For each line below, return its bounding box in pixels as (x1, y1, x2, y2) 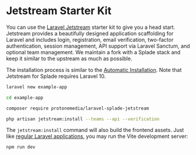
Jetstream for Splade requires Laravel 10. (6, 72, 106, 80)
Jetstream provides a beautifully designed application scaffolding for (6, 29, 174, 37)
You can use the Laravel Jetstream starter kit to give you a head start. (6, 24, 175, 31)
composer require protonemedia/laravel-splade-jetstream (6, 105, 149, 111)
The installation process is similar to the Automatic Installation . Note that (6, 66, 182, 73)
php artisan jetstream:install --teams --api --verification (6, 116, 160, 122)
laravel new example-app (6, 84, 67, 90)
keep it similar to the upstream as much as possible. (6, 55, 133, 62)
